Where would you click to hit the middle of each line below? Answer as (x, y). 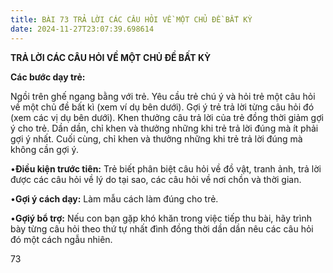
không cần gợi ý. (44, 149)
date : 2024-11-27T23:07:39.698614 (82, 29)
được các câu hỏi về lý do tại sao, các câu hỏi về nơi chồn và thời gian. (156, 179)
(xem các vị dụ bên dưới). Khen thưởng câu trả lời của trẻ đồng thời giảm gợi (167, 117)
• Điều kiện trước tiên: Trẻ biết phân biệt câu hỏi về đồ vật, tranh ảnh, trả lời (166, 168)
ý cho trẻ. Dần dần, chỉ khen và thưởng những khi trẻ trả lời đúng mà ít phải (164, 128)
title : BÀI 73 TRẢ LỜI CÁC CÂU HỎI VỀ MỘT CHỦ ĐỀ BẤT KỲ (131, 19)
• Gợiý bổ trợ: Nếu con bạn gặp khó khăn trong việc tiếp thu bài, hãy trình (161, 218)
